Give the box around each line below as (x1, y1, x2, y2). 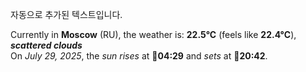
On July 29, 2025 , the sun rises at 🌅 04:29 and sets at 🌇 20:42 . (10, 50, 268, 62)
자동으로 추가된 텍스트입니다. (10, 9, 123, 20)
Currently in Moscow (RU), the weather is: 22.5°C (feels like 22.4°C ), (10, 29, 297, 40)
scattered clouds (10, 39, 83, 51)
